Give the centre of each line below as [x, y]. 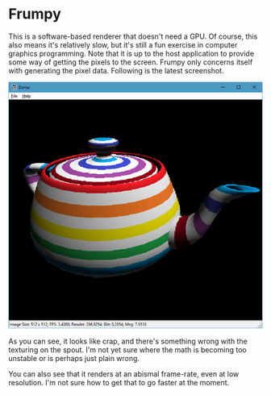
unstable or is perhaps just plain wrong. [74, 358]
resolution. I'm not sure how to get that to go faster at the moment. [119, 382]
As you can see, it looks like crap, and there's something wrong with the [128, 341]
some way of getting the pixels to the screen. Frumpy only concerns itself [131, 62]
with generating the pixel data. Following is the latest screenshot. [116, 70]
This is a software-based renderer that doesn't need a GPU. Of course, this [133, 36]
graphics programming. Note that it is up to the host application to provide [131, 53]
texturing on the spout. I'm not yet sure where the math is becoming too [128, 349]
